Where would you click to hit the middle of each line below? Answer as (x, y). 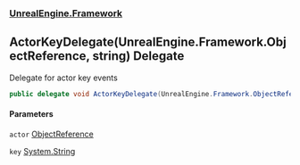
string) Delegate (138, 56)
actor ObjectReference (51, 134)
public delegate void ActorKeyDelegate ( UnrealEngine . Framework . (131, 94)
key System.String (42, 151)
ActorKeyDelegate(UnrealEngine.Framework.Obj (148, 42)
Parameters (31, 114)
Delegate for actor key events (63, 78)
